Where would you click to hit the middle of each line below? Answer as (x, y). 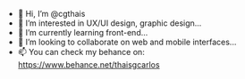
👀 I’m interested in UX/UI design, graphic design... (110, 23)
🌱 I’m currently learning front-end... (83, 32)
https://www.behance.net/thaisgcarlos (89, 65)
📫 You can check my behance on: (81, 52)
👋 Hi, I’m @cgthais (51, 14)
